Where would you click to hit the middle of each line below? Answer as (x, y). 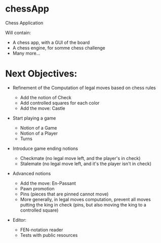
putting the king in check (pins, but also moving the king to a (83, 205)
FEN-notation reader (42, 230)
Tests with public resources (49, 235)
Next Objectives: (41, 74)
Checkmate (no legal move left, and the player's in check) (80, 158)
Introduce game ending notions (45, 148)
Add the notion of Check (46, 97)
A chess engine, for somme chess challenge (59, 48)
